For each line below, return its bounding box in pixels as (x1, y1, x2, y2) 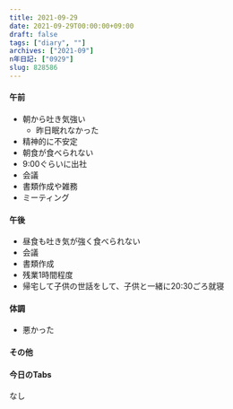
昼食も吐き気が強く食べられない (22, 236, 141, 247)
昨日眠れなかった (35, 125, 99, 135)
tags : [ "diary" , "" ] (9, 38, 87, 48)
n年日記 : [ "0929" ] (9, 55, 74, 64)
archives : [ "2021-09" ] (9, 47, 94, 56)
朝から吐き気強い (22, 114, 86, 125)
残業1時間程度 (22, 270, 73, 281)
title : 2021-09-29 (9, 13, 78, 22)
